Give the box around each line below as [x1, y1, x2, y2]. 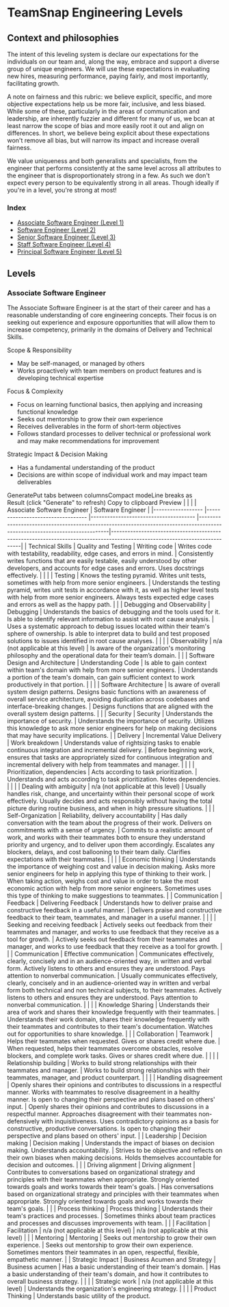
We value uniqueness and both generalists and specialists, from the [7, 157, 198, 165]
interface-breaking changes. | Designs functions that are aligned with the [7, 702, 213, 710]
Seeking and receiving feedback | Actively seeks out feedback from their [7, 920, 213, 929]
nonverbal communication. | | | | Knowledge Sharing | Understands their [7, 1000, 210, 1008]
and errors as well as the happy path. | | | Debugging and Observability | [7, 600, 211, 608]
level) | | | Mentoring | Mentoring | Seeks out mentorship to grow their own [7, 1233, 217, 1241]
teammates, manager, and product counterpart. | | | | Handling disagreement [7, 1073, 223, 1082]
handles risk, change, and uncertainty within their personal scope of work [7, 789, 215, 797]
